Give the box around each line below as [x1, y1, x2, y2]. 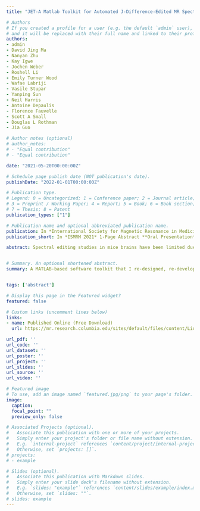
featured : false [6, 298, 46, 304]
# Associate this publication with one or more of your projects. [6, 430, 180, 436]
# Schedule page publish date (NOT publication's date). [6, 173, 151, 179]
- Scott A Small [6, 114, 46, 120]
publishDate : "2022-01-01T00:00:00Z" [6, 179, 100, 185]
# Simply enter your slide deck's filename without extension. [6, 479, 171, 485]
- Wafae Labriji [6, 80, 46, 86]
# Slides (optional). [6, 468, 60, 474]
